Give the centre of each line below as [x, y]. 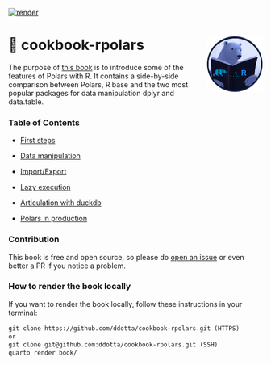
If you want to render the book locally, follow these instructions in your [125, 304]
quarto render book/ [43, 352]
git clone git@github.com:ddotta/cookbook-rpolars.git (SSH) [113, 344]
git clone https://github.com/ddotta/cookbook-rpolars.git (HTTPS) [124, 328]
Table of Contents [44, 123]
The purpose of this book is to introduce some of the [96, 67]
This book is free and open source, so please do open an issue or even [126, 257]
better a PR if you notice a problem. [67, 266]
